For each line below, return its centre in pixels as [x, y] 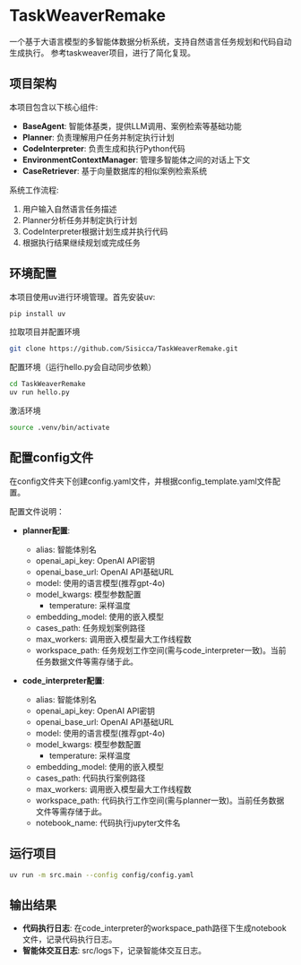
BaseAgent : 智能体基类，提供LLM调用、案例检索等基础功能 [132, 125]
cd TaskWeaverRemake [48, 384]
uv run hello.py [39, 392]
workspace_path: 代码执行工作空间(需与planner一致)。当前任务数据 [160, 800]
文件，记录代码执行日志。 [69, 939]
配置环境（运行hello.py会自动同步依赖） [83, 367]
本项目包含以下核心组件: [54, 107]
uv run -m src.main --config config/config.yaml [102, 875]
